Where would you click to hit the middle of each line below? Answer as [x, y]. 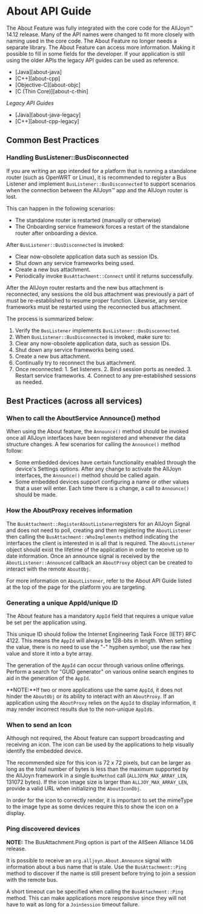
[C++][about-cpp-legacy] [47, 121]
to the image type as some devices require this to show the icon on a [92, 807]
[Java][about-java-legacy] [48, 115]
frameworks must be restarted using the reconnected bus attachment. [94, 307]
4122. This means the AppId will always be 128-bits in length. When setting [99, 640]
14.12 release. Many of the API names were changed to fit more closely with [101, 34]
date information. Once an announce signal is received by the [83, 556]
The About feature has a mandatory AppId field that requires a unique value [100, 616]
